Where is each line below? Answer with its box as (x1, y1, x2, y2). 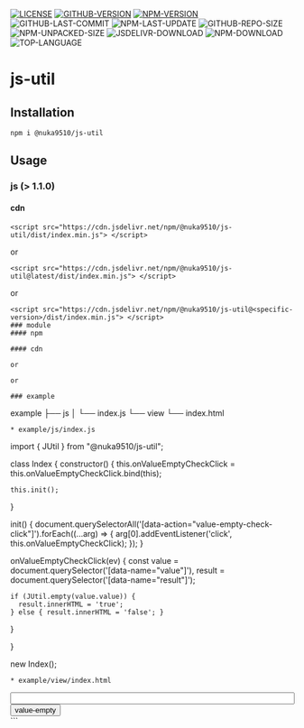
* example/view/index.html (10, 676, 112, 685)
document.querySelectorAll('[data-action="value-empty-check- (34, 519, 273, 530)
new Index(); (10, 659, 58, 669)
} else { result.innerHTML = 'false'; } (10, 607, 165, 617)
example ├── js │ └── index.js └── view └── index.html (10, 407, 225, 419)
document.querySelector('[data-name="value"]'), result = (10, 565, 226, 576)
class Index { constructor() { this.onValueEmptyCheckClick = (10, 458, 235, 469)
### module (10, 320, 51, 329)
